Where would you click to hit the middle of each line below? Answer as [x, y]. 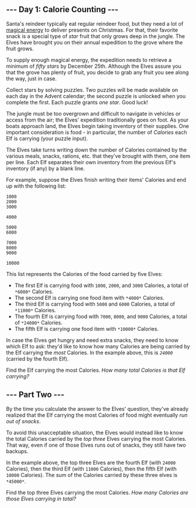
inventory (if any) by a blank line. [45, 168]
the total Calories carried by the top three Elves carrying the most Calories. [96, 438]
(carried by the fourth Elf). [37, 358]
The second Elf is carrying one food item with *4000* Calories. [90, 298]
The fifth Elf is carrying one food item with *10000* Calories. [87, 329]
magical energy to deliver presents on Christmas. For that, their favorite [92, 30]
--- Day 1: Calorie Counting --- [62, 10]
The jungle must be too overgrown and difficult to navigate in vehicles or [93, 113]
